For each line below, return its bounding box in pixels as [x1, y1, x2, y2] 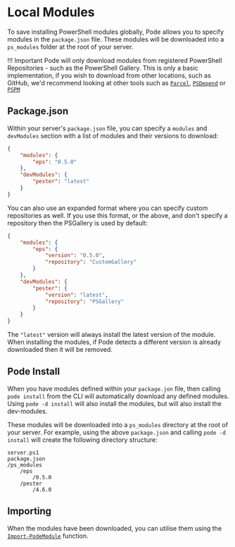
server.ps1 [7, 449, 39, 456]
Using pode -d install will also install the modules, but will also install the [7, 399, 222, 407]
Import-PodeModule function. [7, 531, 89, 540]
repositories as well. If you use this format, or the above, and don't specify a [7, 211, 228, 219]
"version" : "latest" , [44, 291, 109, 298]
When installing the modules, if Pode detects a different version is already [7, 338, 222, 346]
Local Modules [7, 4, 95, 20]
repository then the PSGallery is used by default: [7, 219, 148, 227]
